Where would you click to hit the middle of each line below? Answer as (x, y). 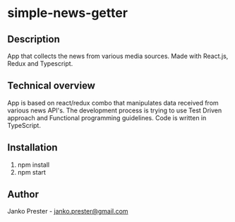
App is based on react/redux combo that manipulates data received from (113, 103)
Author (23, 195)
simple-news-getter (68, 13)
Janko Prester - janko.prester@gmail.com (68, 211)
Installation (32, 147)
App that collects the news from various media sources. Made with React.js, (118, 56)
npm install (34, 165)
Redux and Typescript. (40, 64)
